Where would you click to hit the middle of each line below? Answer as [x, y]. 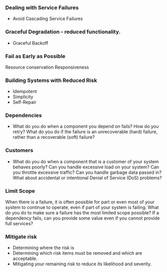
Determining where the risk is [43, 248]
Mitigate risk [21, 237]
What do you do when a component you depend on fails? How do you [86, 127]
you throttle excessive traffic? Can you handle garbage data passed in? [87, 172]
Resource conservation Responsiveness [47, 67]
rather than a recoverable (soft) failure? [54, 137]
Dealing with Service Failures [42, 8]
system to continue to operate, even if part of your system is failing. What [82, 207]
